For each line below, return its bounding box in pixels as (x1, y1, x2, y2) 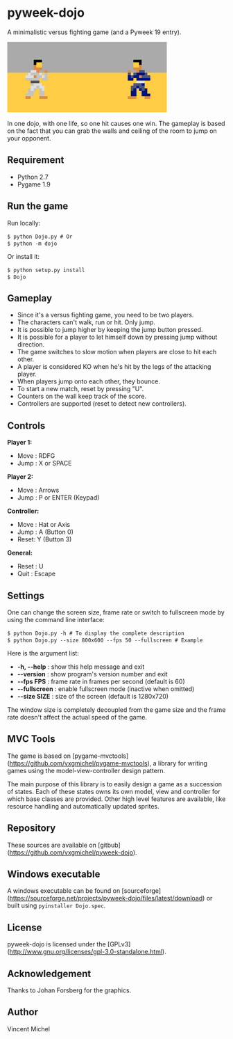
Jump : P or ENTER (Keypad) (17, 493, 100, 502)
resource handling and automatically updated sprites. (7, 802, 159, 810)
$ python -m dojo (7, 240, 58, 247)
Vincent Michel (7, 1024, 51, 1033)
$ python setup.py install (7, 267, 85, 273)
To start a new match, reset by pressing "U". (17, 385, 144, 393)
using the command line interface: (7, 616, 105, 624)
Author (7, 1006, 38, 1018)
